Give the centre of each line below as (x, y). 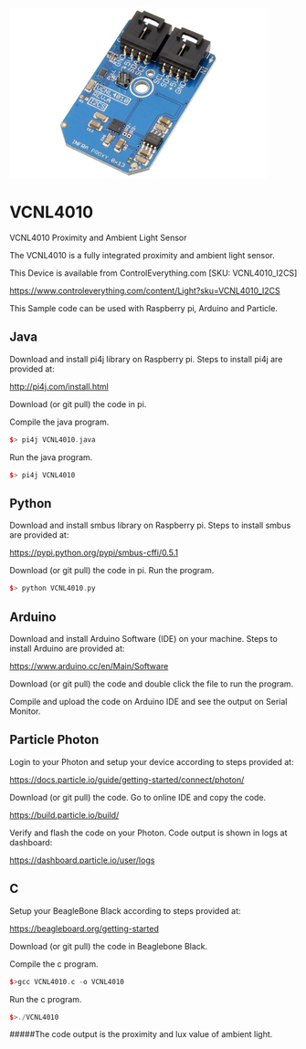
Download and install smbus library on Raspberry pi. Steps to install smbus (150, 525)
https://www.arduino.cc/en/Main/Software (89, 666)
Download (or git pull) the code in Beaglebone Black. (109, 946)
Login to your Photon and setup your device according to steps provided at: (152, 761)
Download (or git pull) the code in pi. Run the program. (112, 571)
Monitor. (25, 711)
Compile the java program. (59, 422)
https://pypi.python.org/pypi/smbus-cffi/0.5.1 (94, 553)
